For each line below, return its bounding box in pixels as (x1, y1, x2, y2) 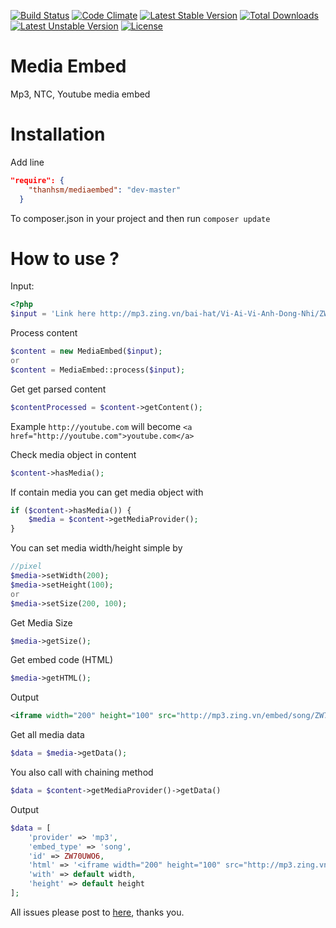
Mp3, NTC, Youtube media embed (10, 88, 151, 100)
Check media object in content (10, 448, 137, 460)
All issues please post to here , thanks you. (10, 906, 185, 918)
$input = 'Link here (10, 309, 97, 319)
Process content (10, 327, 78, 339)
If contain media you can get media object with (10, 486, 204, 498)
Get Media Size (10, 616, 73, 629)
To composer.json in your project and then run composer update (10, 212, 271, 224)
